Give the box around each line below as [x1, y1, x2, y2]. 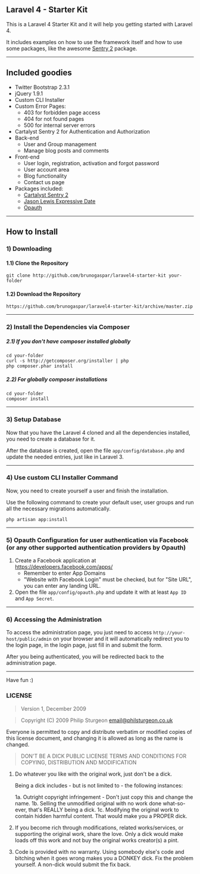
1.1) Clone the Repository [6, 259, 69, 266]
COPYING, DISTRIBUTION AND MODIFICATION [20, 758, 137, 765]
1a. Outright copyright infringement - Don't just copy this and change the [14, 793, 193, 801]
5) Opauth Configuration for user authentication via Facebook [6, 536, 189, 544]
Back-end [14, 134, 39, 141]
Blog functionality [23, 172, 67, 179]
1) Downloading [6, 244, 52, 253]
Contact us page [23, 178, 65, 185]
